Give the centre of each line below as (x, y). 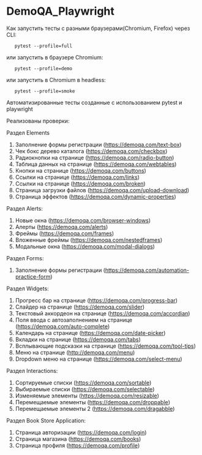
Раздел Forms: (25, 258)
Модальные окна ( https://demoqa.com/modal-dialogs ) (85, 246)
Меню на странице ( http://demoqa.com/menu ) (75, 352)
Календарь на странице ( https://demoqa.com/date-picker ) (90, 333)
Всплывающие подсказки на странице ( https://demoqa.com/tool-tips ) (105, 346)
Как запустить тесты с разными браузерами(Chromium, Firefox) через (98, 28)
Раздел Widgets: (28, 288)
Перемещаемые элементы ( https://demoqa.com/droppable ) (92, 402)
